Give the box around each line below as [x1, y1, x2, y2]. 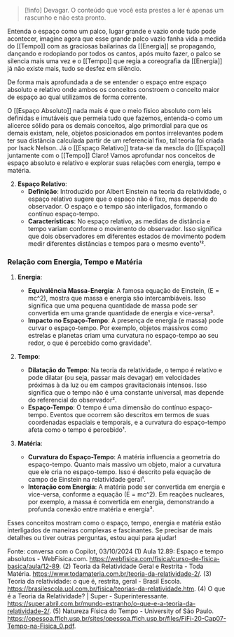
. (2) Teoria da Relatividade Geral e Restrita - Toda [59, 562, 204, 571]
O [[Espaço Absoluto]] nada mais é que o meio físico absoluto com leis [7, 107, 212, 114]
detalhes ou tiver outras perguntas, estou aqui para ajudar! [7, 534, 177, 542]
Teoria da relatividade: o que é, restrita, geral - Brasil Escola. [7, 577, 182, 586]
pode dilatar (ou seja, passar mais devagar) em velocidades [27, 374, 201, 382]
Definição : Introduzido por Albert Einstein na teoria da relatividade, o [27, 188, 227, 195]
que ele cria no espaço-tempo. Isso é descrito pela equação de [27, 468, 212, 476]
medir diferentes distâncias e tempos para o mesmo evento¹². [27, 239, 207, 248]
